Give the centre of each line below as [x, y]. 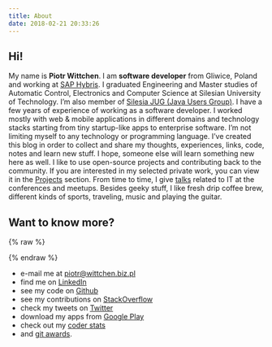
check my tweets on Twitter [67, 308]
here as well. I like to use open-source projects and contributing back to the [135, 163]
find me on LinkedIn [53, 282]
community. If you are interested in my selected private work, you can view [134, 171]
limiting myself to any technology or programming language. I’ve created [130, 137]
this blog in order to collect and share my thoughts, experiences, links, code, [136, 145]
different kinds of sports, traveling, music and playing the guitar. [115, 197]
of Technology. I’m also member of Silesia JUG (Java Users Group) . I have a [135, 102]
